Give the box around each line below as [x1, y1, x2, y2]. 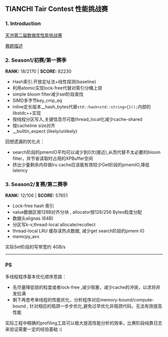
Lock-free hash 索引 [12, 203, 54, 209]
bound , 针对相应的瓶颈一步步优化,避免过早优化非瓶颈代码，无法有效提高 [12, 303, 162, 309]
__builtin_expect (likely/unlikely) [12, 128, 77, 134]
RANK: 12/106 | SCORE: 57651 [5, 193, 68, 199]
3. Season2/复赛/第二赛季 [5, 181, 68, 188]
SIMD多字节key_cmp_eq [12, 97, 62, 103]
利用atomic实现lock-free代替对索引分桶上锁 [12, 85, 102, 91]
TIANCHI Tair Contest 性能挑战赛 [5, 5, 108, 14]
